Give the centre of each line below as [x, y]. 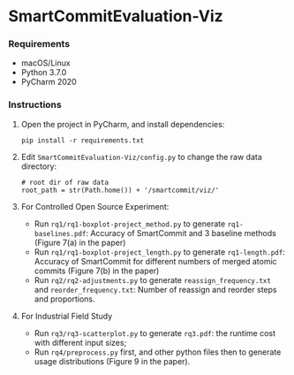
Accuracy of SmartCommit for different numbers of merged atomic [155, 261]
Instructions [35, 105]
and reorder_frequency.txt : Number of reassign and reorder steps [155, 289]
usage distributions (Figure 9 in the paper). [112, 361]
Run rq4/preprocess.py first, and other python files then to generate [158, 352]
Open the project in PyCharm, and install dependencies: [123, 124]
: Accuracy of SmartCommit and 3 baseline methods [181, 233]
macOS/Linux [46, 63]
